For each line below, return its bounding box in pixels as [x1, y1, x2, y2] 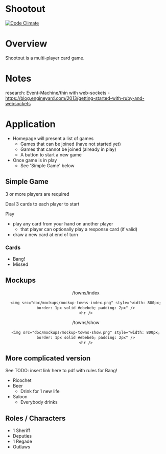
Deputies [12, 433, 32, 439]
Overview [5, 38, 48, 50]
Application [5, 119, 56, 130]
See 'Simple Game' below [20, 162, 75, 169]
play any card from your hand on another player [12, 220, 113, 226]
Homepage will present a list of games [12, 135, 94, 141]
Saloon [12, 394, 28, 400]
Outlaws [12, 444, 31, 450]
